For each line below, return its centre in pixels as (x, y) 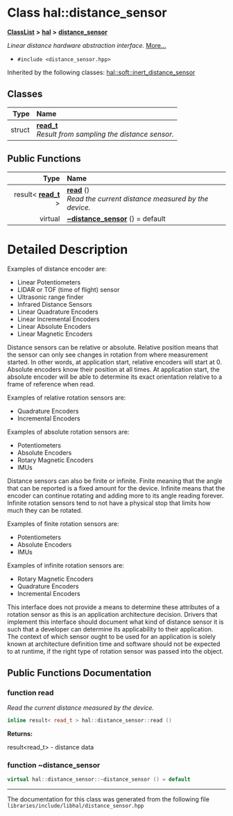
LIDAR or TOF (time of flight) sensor (68, 289)
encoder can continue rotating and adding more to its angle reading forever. (115, 495)
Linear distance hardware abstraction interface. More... (87, 45)
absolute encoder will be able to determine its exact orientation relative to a (115, 377)
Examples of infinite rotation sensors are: (66, 565)
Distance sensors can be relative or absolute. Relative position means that (113, 347)
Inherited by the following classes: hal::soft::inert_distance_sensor (101, 72)
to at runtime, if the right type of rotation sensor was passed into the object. (115, 651)
